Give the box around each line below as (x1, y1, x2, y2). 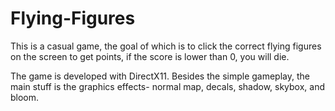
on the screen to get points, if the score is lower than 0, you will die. (10, 50, 290, 62)
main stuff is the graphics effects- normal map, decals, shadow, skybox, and (10, 80, 326, 92)
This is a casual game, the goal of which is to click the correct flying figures (10, 40, 322, 52)
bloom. (10, 91, 40, 103)
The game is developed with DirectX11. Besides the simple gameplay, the (10, 70, 310, 82)
